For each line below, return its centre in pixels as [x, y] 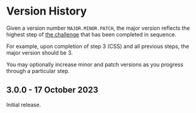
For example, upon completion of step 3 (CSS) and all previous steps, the [98, 46]
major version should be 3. [39, 52]
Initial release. [24, 104]
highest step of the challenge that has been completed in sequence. [91, 34]
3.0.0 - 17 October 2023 [52, 90]
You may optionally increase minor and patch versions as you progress [95, 64]
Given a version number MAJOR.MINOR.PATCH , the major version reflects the [98, 28]
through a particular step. [38, 70]
